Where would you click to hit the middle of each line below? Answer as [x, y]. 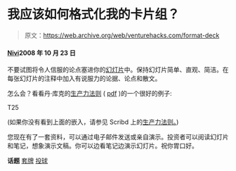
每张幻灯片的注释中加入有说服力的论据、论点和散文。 [84, 79]
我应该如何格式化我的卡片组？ [94, 14]
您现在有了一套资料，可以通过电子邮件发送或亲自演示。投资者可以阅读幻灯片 [118, 137]
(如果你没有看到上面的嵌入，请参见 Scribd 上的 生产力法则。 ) [93, 122]
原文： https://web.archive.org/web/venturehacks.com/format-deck [122, 35]
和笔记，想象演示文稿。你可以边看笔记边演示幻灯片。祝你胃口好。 [103, 146]
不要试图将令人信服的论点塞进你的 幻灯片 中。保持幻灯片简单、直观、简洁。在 [118, 70]
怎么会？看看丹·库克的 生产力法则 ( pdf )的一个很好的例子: [90, 94]
